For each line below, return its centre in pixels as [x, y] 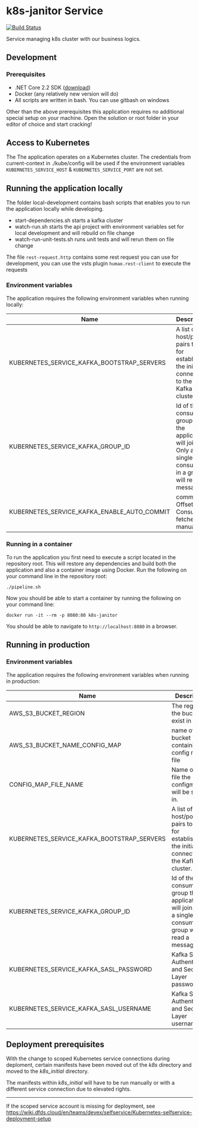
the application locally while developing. [55, 209]
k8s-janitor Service [55, 11]
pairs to [182, 823]
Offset [184, 504]
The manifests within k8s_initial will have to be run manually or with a [90, 1083]
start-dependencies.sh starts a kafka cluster [69, 220]
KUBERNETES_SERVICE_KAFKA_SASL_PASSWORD [81, 969]
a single [182, 915]
